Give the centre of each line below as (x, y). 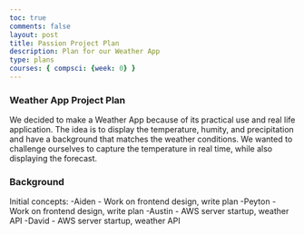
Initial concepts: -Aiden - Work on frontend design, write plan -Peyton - (143, 201)
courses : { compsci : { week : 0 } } (73, 69)
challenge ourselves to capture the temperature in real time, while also (141, 149)
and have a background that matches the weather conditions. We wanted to (151, 139)
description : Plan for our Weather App (85, 52)
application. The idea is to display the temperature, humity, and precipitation (152, 130)
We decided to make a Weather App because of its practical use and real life (152, 120)
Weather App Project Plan (68, 100)
